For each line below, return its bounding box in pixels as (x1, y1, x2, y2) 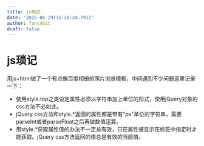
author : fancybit (7, 20, 51, 26)
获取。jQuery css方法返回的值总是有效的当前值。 (21, 133, 144, 141)
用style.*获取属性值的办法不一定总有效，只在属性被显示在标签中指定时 (15, 125, 192, 133)
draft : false (7, 25, 40, 32)
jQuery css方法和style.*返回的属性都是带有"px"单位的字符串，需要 (15, 110, 182, 118)
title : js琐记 (7, 8, 41, 15)
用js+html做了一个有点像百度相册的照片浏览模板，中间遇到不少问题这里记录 (7, 75, 196, 82)
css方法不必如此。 (15, 103, 63, 110)
